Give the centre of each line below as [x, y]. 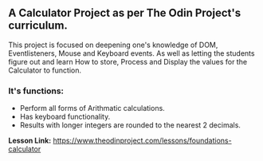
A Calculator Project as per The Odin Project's [125, 13]
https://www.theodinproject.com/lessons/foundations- [143, 141]
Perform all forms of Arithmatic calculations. [92, 108]
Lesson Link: [30, 141]
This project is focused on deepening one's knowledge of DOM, [113, 45]
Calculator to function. [45, 70]
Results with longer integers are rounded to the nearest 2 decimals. [130, 125]
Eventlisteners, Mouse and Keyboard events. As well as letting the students [131, 53]
